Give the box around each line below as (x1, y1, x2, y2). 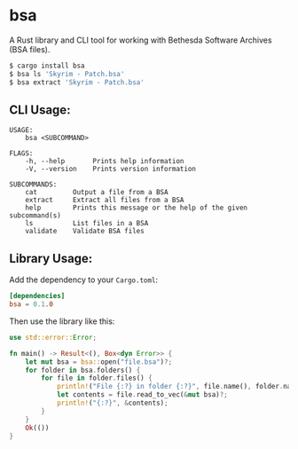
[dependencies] (9, 292, 66, 301)
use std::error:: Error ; (9, 333, 98, 342)
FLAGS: (9, 149, 34, 158)
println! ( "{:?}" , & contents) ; (56, 398, 169, 408)
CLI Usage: (9, 102, 71, 117)
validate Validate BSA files (25, 227, 145, 236)
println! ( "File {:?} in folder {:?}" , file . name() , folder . (56, 382, 284, 391)
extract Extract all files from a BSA (25, 196, 184, 205)
